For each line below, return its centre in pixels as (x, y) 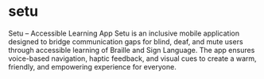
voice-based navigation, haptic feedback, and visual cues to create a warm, (132, 58)
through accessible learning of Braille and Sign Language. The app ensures (132, 50)
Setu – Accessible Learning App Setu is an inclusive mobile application (124, 33)
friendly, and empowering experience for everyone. (92, 66)
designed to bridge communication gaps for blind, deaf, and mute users (126, 41)
